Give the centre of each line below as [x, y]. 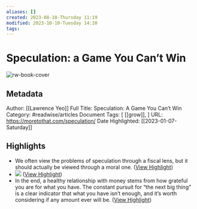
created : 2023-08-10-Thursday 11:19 [52, 17]
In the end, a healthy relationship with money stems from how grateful [101, 180]
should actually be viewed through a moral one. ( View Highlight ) [94, 167]
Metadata [25, 94]
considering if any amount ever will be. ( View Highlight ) [83, 199]
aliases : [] [21, 12]
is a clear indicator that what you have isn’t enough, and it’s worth [96, 193]
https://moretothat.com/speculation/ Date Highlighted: [73, 121]
